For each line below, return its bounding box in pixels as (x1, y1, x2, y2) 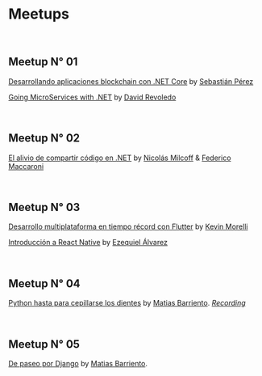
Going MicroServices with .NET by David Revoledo (8, 92, 177, 102)
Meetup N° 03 (8, 200, 81, 214)
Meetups (8, 5, 70, 23)
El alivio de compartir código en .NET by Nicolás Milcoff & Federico (8, 153, 231, 163)
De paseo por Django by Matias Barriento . (8, 359, 148, 368)
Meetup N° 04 (8, 277, 81, 290)
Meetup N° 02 (8, 131, 81, 146)
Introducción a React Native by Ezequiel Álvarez (8, 238, 168, 247)
